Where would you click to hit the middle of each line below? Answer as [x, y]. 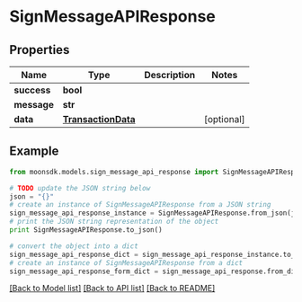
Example [34, 151]
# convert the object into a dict [74, 246]
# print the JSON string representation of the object [114, 222]
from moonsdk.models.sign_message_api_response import [114, 172]
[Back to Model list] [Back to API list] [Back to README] [112, 289]
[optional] [224, 119]
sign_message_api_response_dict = [74, 254]
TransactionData [99, 119]
